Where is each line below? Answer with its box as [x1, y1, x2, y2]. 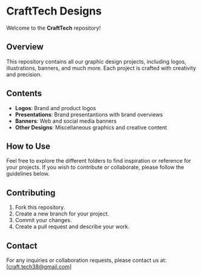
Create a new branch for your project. [15, 210, 109, 217]
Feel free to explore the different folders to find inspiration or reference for [6, 157, 192, 165]
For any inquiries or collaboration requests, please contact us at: [6, 257, 167, 264]
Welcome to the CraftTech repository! [6, 24, 101, 31]
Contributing [6, 188, 56, 198]
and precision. [6, 71, 42, 78]
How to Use [6, 141, 51, 151]
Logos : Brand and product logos [15, 104, 96, 111]
